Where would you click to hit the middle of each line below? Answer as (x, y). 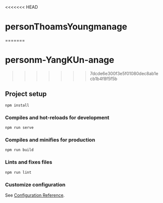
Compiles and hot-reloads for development (57, 118)
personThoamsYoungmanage (66, 27)
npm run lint (18, 172)
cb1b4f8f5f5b (104, 79)
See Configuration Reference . (35, 195)
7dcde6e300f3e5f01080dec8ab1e (124, 73)
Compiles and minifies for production (50, 140)
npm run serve (20, 127)
